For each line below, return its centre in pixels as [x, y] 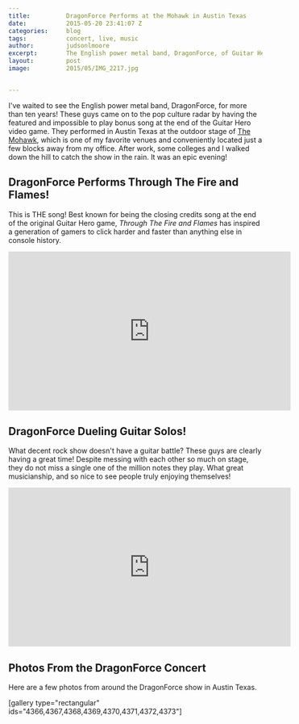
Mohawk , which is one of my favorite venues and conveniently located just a [135, 140]
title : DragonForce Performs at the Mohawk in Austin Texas [128, 16]
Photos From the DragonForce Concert [108, 668]
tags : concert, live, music [73, 38]
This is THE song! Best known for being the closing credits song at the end [132, 214]
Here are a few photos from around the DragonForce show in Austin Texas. [133, 688]
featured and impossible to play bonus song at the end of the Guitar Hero [130, 123]
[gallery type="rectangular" [54, 703]
